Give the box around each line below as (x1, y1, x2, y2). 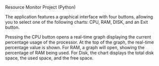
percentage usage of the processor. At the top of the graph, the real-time (5, 39, 154, 45)
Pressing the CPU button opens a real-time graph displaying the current (5, 34, 152, 40)
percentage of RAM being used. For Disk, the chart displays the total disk (5, 50, 154, 56)
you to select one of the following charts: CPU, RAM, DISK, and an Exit (5, 19, 148, 25)
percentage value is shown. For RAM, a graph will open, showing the (5, 45, 145, 50)
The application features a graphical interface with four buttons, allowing (5, 14, 153, 19)
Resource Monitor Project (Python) (5, 4, 76, 10)
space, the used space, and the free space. (5, 55, 94, 61)
